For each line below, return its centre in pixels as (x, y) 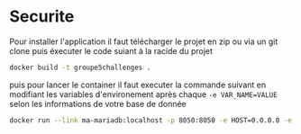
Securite (42, 17)
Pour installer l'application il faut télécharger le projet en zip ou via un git (144, 41)
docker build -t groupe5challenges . (80, 67)
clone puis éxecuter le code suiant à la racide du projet (111, 50)
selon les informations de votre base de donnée (98, 103)
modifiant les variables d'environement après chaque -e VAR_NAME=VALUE (143, 94)
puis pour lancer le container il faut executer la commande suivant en (138, 85)
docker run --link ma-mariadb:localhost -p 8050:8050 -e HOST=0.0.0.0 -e (151, 120)
